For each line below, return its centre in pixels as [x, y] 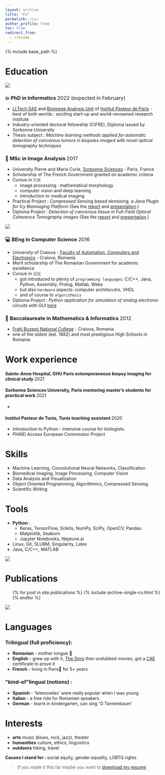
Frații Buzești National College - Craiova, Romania [63, 329]
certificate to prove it [34, 664]
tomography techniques [37, 146]
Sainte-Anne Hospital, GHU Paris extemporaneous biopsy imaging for [78, 373]
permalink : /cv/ [22, 19]
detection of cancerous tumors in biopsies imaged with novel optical [82, 141]
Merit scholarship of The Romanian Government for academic [75, 263]
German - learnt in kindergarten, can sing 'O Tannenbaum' [72, 704]
